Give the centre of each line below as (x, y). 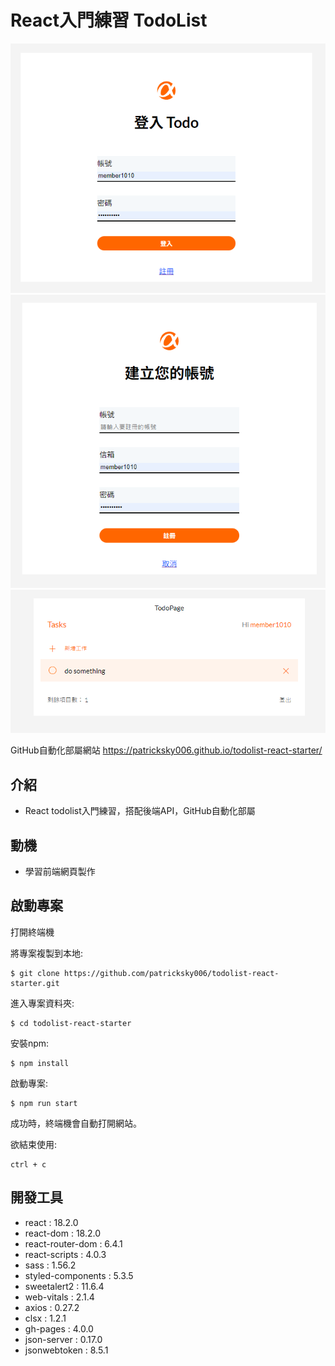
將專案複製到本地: (47, 953)
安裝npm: (30, 1043)
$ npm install (40, 1063)
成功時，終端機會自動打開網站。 (76, 1123)
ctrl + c (28, 1164)
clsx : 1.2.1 (45, 1318)
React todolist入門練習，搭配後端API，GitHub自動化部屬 (140, 811)
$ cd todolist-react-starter (71, 1023)
